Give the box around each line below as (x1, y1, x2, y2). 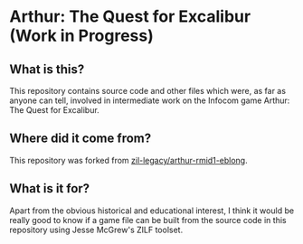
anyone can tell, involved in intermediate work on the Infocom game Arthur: (9, 95, 290, 106)
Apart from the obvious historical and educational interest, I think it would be (9, 205, 295, 216)
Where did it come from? (9, 131, 152, 146)
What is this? (9, 61, 85, 77)
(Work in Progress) (9, 25, 154, 46)
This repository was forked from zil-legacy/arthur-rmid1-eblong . (9, 155, 248, 165)
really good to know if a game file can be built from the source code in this (9, 214, 287, 225)
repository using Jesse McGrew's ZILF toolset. (9, 224, 184, 235)
